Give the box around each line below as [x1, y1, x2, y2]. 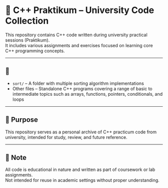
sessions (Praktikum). [5, 37, 50, 43]
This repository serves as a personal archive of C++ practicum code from [5, 129, 157, 135]
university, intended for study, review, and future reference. [5, 134, 127, 140]
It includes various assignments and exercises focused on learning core [5, 42, 153, 48]
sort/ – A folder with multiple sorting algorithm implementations [12, 80, 144, 86]
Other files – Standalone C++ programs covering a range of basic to [12, 85, 152, 92]
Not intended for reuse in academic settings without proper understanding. [5, 177, 160, 183]
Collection [5, 15, 49, 27]
